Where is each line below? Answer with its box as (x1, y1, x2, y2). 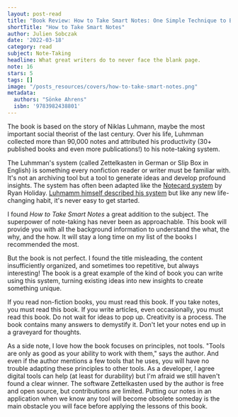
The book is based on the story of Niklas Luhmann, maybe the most (7, 122, 205, 130)
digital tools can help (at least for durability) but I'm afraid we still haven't (7, 372, 220, 380)
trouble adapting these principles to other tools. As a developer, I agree (7, 364, 215, 372)
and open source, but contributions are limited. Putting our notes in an (7, 387, 212, 395)
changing (7, 196, 35, 204)
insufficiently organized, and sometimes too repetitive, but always (7, 261, 200, 269)
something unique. (7, 284, 62, 292)
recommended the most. (7, 240, 79, 248)
